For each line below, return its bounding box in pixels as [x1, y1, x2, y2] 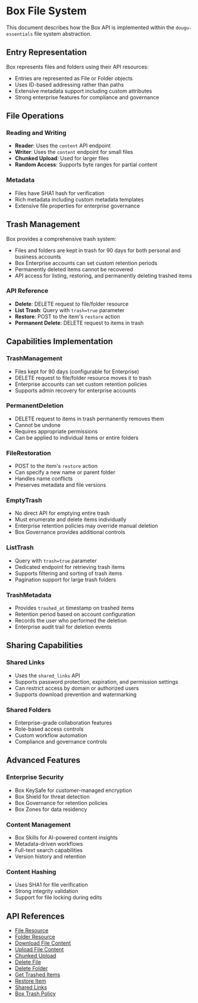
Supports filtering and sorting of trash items [14, 570, 122, 577]
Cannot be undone [14, 421, 61, 429]
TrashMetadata [6, 590, 52, 599]
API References [6, 911, 65, 921]
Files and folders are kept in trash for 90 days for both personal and [14, 247, 181, 254]
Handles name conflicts [14, 475, 73, 482]
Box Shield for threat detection [14, 793, 90, 800]
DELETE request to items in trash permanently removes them [14, 415, 165, 422]
